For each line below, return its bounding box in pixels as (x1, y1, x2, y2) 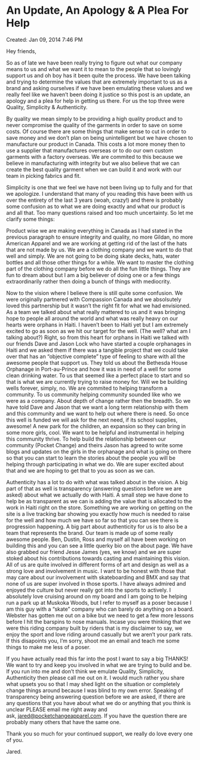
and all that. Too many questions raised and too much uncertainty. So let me (6, 209, 193, 216)
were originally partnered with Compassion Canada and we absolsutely (6, 296, 181, 303)
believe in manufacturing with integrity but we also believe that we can (6, 159, 180, 167)
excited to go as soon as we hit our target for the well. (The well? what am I (6, 327, 191, 334)
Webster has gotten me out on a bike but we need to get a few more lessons (6, 611, 194, 619)
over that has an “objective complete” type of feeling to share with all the (6, 353, 186, 360)
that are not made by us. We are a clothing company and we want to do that (6, 246, 193, 253)
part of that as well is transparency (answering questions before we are (6, 485, 182, 492)
